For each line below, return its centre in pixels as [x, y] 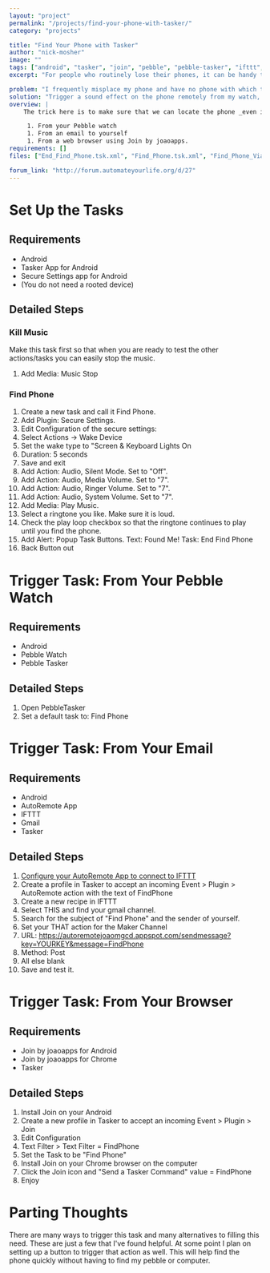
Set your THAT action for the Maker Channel [94, 927]
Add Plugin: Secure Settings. [68, 421]
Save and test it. [47, 969]
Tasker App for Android [59, 267]
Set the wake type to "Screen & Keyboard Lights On [106, 446]
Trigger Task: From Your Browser [121, 1002]
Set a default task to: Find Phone [75, 716]
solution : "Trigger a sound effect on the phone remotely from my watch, [135, 97]
